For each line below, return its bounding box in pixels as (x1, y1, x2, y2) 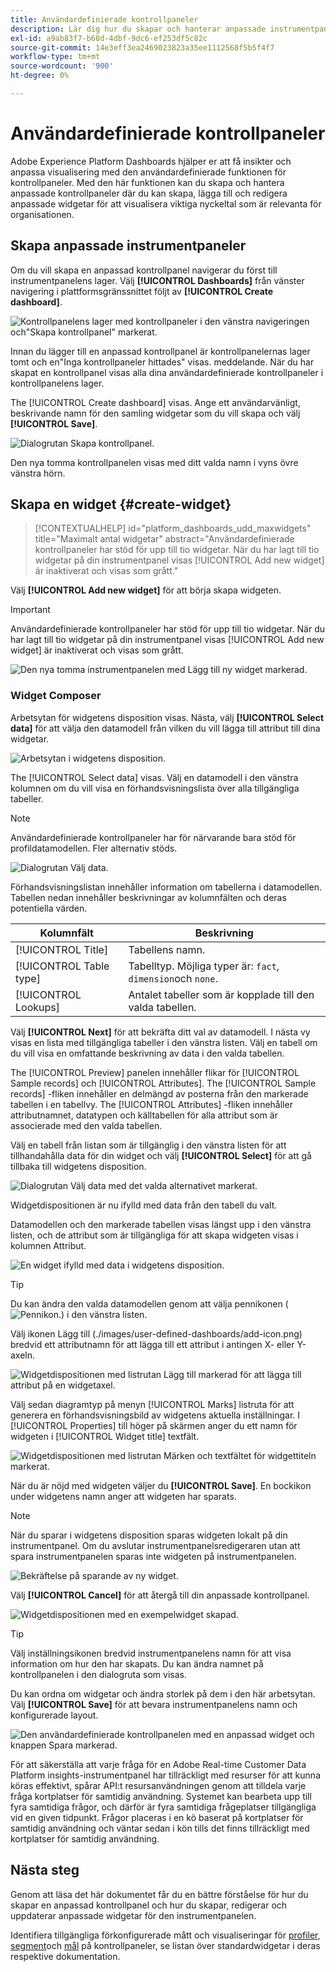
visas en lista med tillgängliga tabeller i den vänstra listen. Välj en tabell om (10, 1036, 318, 1048)
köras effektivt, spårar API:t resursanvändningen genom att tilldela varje (10, 1779, 307, 1791)
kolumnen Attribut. (10, 1239, 87, 1251)
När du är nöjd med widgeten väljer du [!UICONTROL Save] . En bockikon (10, 1479, 312, 1491)
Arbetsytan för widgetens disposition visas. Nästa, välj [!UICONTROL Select (10, 711, 325, 723)
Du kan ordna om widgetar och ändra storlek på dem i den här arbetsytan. (10, 1687, 316, 1700)
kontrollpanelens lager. (10, 377, 105, 389)
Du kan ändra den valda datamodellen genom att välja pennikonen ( (10, 1297, 289, 1310)
